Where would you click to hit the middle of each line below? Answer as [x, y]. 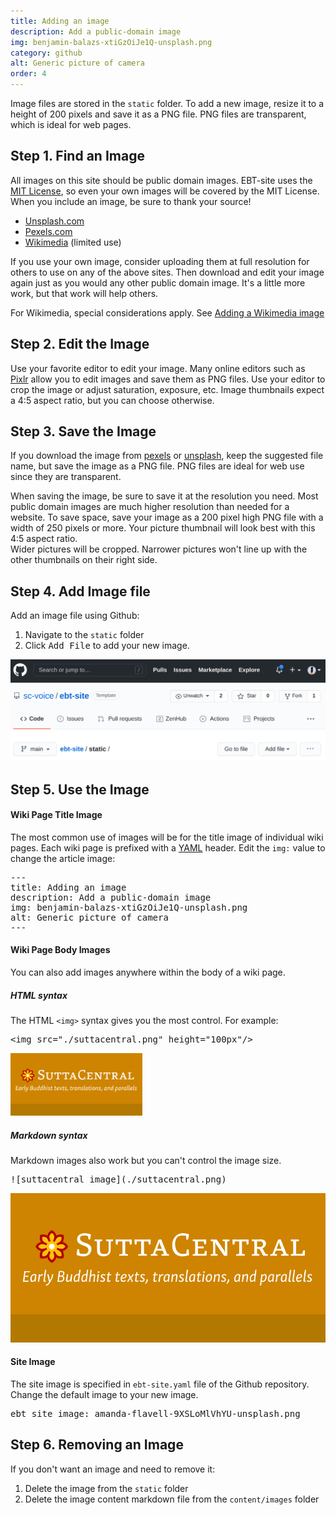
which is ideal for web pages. [71, 124]
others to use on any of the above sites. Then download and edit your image [167, 272]
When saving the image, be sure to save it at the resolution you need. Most [164, 496]
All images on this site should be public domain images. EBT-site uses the [161, 180]
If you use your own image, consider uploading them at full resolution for [160, 261]
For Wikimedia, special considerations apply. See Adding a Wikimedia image [167, 312]
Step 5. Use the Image [80, 789]
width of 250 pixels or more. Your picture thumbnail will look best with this [163, 528]
